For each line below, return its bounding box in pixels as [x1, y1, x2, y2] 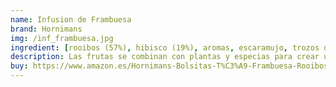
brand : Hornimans [10, 24, 83, 34]
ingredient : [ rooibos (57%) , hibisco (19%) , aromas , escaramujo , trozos [10, 42, 320, 53]
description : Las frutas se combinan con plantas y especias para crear [10, 52, 320, 62]
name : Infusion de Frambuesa [10, 14, 132, 25]
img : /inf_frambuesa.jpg [10, 33, 114, 43]
